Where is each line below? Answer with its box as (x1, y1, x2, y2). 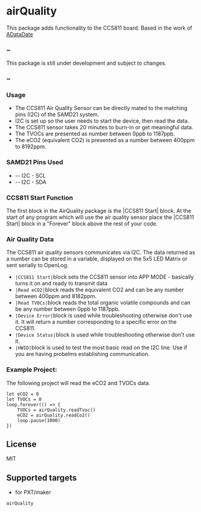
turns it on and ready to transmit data (14, 280, 107, 287)
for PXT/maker (14, 488, 51, 496)
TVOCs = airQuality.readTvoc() (17, 407, 96, 413)
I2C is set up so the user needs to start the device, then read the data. (14, 117, 190, 125)
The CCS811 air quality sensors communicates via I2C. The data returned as (6, 249, 196, 256)
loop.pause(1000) (17, 417, 61, 424)
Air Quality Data (6, 235, 54, 243)
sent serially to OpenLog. (6, 262, 69, 269)
